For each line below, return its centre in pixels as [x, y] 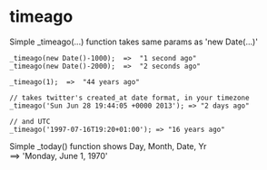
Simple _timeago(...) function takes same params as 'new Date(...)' [134, 42]
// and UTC [30, 121]
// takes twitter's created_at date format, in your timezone [129, 98]
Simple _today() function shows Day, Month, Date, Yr [108, 146]
